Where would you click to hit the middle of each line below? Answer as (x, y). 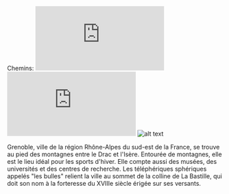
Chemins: (21, 68)
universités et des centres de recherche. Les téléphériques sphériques (107, 169)
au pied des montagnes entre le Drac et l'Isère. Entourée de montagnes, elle (114, 154)
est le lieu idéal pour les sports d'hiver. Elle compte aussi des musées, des (112, 161)
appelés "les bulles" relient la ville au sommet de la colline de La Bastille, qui (115, 176)
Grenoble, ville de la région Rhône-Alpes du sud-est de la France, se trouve (113, 147)
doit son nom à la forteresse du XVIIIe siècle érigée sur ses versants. (104, 183)
